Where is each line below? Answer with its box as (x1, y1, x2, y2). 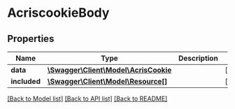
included (10, 77, 41, 86)
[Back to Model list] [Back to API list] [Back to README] (7, 94, 168, 103)
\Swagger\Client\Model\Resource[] (47, 77, 168, 86)
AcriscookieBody (7, 5, 110, 21)
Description (178, 54, 218, 63)
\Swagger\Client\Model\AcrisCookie (47, 65, 172, 75)
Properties (7, 33, 55, 45)
